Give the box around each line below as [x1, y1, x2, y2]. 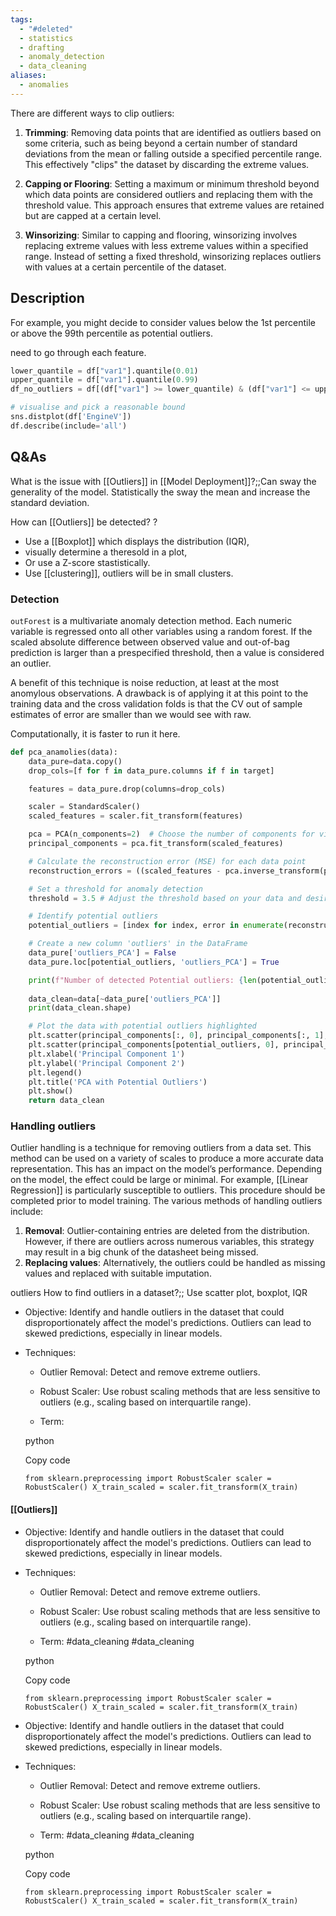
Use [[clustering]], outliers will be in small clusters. [24, 567, 234, 579]
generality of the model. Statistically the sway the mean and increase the [10, 486, 311, 498]
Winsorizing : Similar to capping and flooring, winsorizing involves [24, 229, 298, 241]
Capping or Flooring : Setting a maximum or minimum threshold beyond [24, 177, 320, 190]
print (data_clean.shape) [28, 1003, 132, 1013]
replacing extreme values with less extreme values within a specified [24, 239, 309, 251]
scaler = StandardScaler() [28, 802, 141, 812]
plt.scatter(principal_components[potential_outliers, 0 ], [28, 1040, 280, 1050]
